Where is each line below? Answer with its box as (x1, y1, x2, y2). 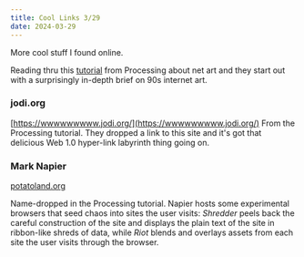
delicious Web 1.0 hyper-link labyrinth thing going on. (10, 137, 210, 148)
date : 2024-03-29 (10, 22, 76, 31)
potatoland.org (10, 180, 66, 191)
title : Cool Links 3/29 (10, 13, 101, 23)
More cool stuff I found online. (10, 46, 124, 57)
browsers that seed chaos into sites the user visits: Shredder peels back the (10, 208, 295, 219)
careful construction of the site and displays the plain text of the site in (10, 218, 275, 229)
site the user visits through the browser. (10, 237, 159, 248)
